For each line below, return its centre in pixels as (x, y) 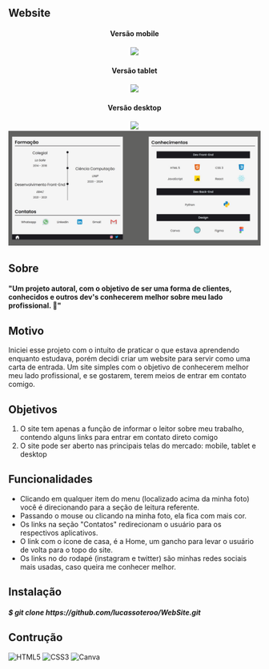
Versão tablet (134, 71)
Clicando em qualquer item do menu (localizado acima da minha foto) (134, 498)
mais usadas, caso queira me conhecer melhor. (98, 566)
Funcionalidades (51, 480)
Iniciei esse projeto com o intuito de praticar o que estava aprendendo (124, 350)
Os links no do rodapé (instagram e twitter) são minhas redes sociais (133, 558)
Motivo (26, 330)
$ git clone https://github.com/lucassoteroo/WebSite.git (105, 612)
